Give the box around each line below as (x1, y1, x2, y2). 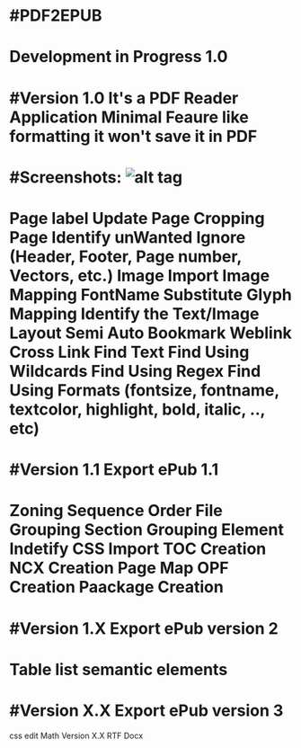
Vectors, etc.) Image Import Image (9, 265, 270, 286)
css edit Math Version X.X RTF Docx (9, 730, 144, 741)
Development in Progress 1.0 (9, 47, 228, 67)
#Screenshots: (9, 167, 122, 187)
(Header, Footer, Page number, (9, 246, 243, 266)
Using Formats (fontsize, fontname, (9, 379, 280, 400)
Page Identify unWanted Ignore (9, 227, 246, 247)
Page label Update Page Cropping (9, 208, 265, 228)
